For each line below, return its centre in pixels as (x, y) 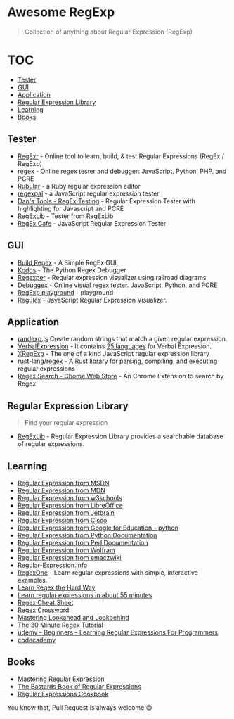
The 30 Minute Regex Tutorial (60, 625)
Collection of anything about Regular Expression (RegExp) (109, 32)
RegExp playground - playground (65, 292)
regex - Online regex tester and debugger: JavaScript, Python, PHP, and (122, 171)
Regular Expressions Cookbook (63, 694)
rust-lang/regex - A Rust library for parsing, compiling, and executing (117, 361)
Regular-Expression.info (52, 565)
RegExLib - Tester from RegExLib (65, 216)
